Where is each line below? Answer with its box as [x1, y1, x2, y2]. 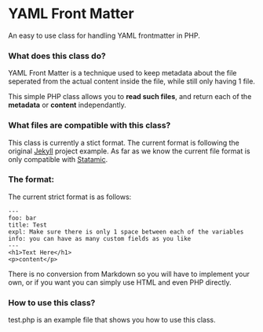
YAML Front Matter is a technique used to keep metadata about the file [8, 68, 237, 78]
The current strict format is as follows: [8, 192, 132, 201]
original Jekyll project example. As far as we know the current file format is [8, 146, 250, 156]
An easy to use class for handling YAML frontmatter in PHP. [8, 31, 200, 40]
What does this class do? [8, 50, 106, 61]
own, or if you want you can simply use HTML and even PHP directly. [8, 277, 232, 287]
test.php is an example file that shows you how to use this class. [8, 315, 216, 325]
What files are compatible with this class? [8, 120, 171, 131]
